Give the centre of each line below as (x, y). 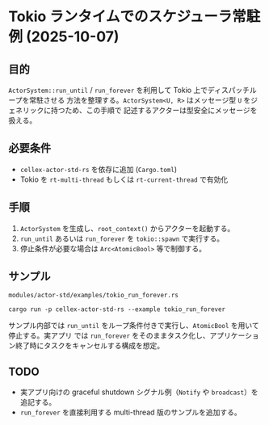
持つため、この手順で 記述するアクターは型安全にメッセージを (154, 110)
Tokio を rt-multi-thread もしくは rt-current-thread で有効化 (124, 179)
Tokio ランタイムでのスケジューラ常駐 (134, 17)
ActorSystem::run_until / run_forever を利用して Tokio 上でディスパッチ (129, 90)
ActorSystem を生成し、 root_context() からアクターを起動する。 (127, 228)
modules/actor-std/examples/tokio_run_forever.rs (94, 296)
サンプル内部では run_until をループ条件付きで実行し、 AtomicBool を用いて (134, 326)
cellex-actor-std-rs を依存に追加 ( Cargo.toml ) (99, 169)
